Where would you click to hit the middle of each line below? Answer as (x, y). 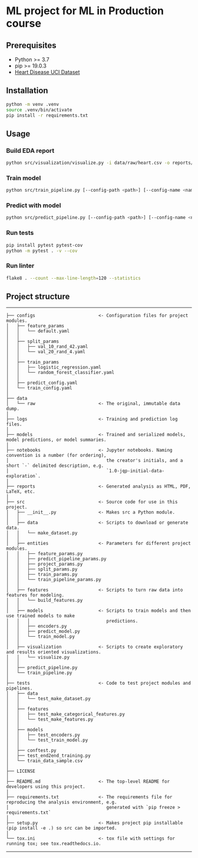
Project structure (38, 296)
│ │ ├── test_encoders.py (43, 735)
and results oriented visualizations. (54, 652)
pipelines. (19, 688)
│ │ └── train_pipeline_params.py (54, 580)
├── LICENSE (21, 771)
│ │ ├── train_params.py (42, 575)
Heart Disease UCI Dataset (47, 72)
